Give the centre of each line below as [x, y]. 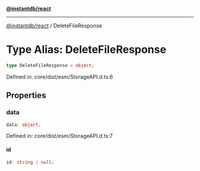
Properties [26, 95]
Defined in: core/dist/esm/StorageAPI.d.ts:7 [60, 136]
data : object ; [24, 125]
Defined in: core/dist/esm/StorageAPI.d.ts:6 [60, 77]
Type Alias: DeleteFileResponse [86, 50]
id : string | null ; [30, 162]
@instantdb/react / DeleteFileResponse [54, 26]
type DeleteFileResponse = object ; [50, 65]
